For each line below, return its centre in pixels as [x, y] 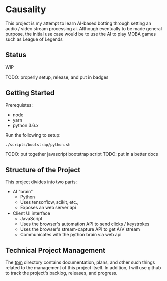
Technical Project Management [55, 250]
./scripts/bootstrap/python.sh [38, 145]
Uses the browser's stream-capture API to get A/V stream [80, 229]
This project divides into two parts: [41, 182]
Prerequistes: [19, 105]
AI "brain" [23, 192]
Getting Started [30, 93]
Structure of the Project [43, 170]
